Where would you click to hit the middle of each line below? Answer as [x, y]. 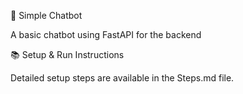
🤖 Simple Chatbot [46, 15]
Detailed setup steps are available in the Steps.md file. [122, 78]
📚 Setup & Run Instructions [67, 54]
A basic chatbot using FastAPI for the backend [106, 34]
